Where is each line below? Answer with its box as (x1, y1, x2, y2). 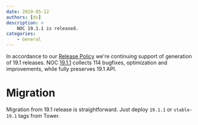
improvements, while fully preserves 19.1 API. (6, 65, 117, 72)
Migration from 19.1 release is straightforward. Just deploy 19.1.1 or (6, 105, 172, 113)
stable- (173, 107, 193, 113)
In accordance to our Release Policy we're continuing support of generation (6, 53, 192, 60)
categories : (6, 31, 36, 37)
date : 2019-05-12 (6, 8, 49, 15)
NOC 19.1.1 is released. (17, 25, 79, 32)
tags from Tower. (18, 112, 60, 119)
